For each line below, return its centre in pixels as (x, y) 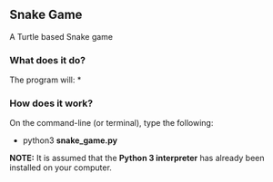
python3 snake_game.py (70, 140)
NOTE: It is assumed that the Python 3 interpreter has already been (137, 158)
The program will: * (45, 80)
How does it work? (51, 103)
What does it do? (48, 60)
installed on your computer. (61, 168)
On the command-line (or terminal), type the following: (111, 123)
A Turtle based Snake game (61, 36)
